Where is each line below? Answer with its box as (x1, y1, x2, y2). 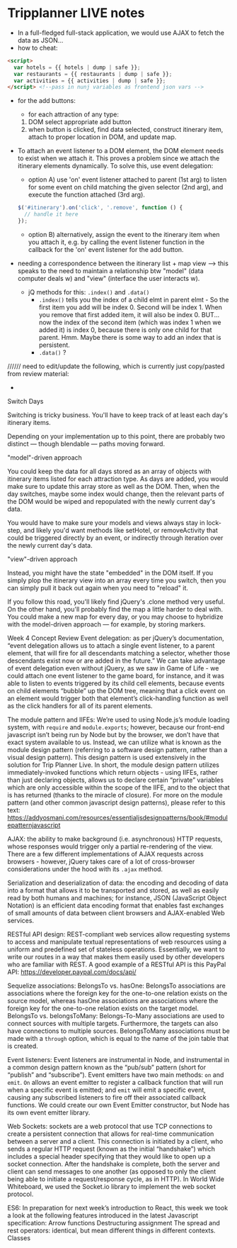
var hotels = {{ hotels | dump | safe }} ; (13, 64, 141, 71)
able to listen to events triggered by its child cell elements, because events (7, 679, 225, 687)
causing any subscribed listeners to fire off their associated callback (7, 1093, 207, 1101)
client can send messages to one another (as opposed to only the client (7, 1167, 216, 1176)
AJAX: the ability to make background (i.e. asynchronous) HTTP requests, (7, 834, 223, 843)
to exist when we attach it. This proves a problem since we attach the (17, 154, 220, 162)
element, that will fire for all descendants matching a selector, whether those (7, 648, 231, 657)
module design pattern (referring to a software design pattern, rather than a (7, 745, 228, 753)
